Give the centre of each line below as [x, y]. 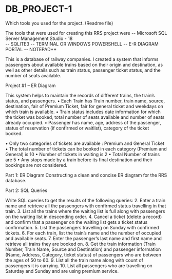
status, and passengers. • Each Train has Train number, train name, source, [85, 101]
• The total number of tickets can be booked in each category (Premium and [86, 148]
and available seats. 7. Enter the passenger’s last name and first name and [83, 238]
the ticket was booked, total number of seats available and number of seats [85, 117]
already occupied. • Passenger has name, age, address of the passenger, [83, 122]
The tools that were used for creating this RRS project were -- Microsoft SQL [86, 33]
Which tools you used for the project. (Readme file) [59, 23]
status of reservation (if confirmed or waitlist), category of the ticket [77, 128]
